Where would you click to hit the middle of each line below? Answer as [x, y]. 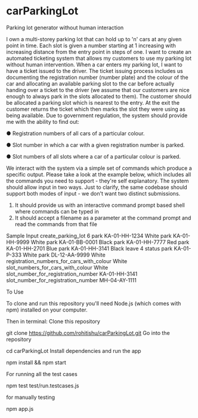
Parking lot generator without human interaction [65, 28]
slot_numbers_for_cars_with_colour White [57, 267]
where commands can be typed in [57, 211]
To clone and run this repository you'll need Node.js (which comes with [94, 303]
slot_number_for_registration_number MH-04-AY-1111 [72, 280]
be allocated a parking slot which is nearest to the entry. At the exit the [93, 102]
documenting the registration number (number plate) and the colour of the [98, 77]
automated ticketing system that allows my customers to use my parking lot [99, 58]
